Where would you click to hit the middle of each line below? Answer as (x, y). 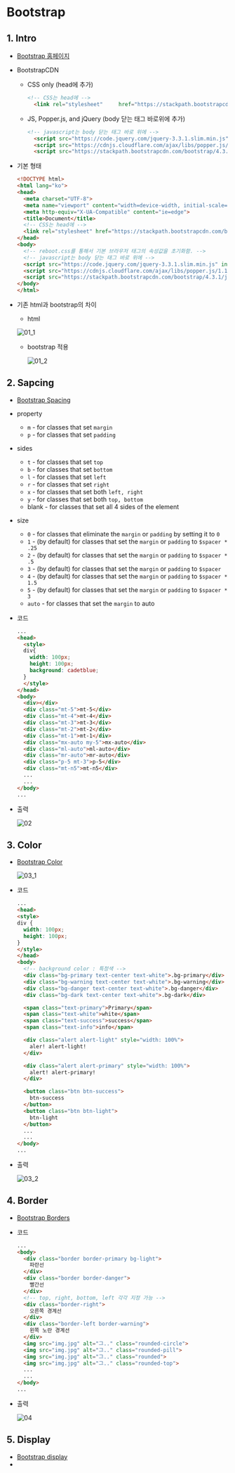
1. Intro (21, 38)
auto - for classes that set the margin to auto (91, 603)
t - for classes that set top (65, 462)
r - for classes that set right (68, 484)
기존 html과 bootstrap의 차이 (56, 304)
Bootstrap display (42, 1457)
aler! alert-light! (58, 1046)
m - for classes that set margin (70, 427)
